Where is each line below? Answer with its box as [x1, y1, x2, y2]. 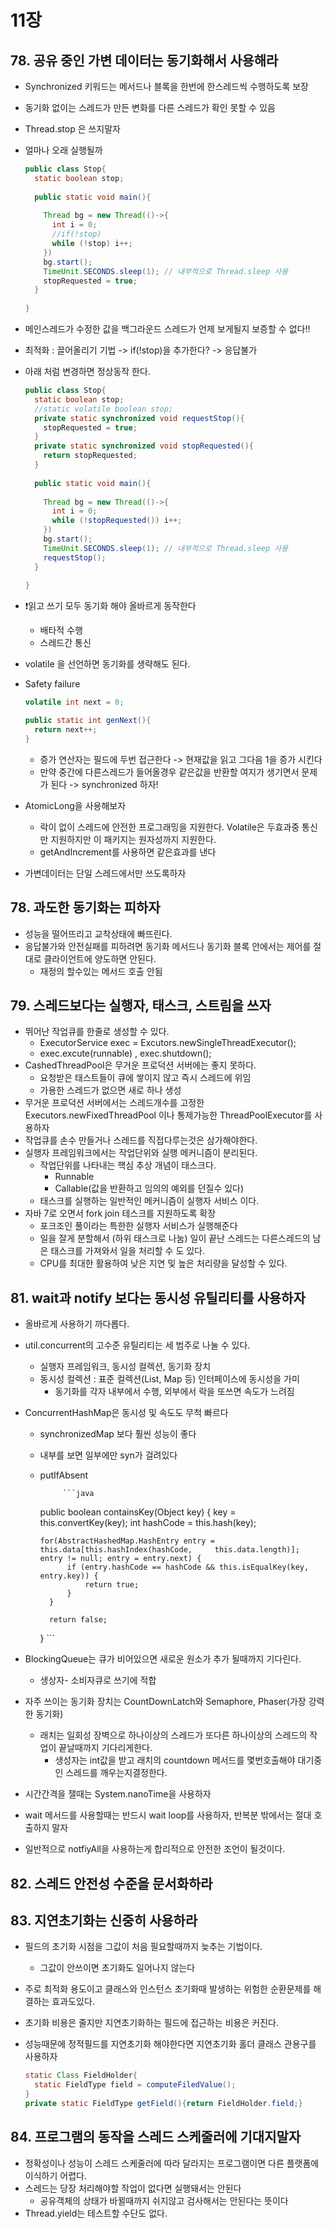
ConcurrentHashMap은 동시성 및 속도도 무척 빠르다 [24, 1407, 229, 1419]
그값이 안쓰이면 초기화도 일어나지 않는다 [39, 1962, 196, 1974]
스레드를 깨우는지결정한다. [65, 1767, 168, 1779]
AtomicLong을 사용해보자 [24, 799, 127, 811]
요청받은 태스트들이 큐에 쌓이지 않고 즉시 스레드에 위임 [39, 1072, 252, 1084]
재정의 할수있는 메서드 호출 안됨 [39, 965, 163, 977]
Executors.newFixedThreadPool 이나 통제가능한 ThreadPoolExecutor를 [24, 1109, 313, 1121]
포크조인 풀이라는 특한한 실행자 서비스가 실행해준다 [39, 1220, 238, 1232]
